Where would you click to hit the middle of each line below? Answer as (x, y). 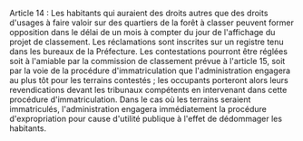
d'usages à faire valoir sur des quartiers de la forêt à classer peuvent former (152, 23)
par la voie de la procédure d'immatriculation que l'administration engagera (150, 70)
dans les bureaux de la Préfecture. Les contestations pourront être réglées (149, 52)
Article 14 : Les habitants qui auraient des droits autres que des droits (139, 13)
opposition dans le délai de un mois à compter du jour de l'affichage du (142, 32)
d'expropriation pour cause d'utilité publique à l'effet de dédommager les (146, 118)
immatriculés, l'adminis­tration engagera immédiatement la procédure (138, 109)
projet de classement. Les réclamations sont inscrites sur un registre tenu (147, 42)
